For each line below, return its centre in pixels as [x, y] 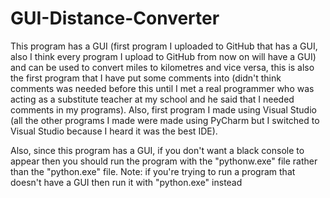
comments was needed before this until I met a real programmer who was [162, 88]
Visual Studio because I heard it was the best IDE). [114, 131]
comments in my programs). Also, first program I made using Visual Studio [163, 109]
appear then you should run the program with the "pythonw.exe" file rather [164, 161]
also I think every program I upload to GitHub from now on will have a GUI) [163, 56]
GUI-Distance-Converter [115, 18]
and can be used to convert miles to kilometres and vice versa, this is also [162, 67]
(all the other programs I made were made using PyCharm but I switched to [165, 120]
